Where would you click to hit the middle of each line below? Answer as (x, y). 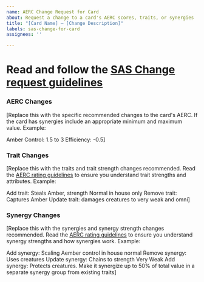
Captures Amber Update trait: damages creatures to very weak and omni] (98, 199)
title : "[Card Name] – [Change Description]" (65, 23)
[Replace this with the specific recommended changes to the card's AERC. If (102, 115)
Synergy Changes (33, 215)
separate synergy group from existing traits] (61, 272)
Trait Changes (28, 155)
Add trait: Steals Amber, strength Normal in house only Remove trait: (92, 193)
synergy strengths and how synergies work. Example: (73, 241)
